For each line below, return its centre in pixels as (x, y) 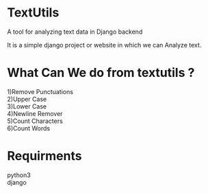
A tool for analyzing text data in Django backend (75, 32)
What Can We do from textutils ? (101, 73)
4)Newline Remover (35, 113)
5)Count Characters (35, 121)
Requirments (44, 156)
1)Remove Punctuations (40, 91)
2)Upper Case (27, 99)
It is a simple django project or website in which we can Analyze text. (104, 45)
